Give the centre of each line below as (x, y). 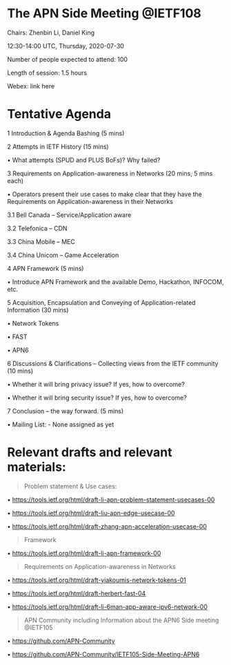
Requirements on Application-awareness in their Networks (90, 201)
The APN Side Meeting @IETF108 (104, 13)
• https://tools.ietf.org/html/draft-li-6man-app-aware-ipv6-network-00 (108, 606)
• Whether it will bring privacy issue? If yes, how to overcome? (96, 384)
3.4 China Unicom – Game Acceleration (63, 255)
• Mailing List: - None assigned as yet (61, 424)
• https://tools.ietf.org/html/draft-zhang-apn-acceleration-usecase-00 (107, 526)
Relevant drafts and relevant (90, 452)
